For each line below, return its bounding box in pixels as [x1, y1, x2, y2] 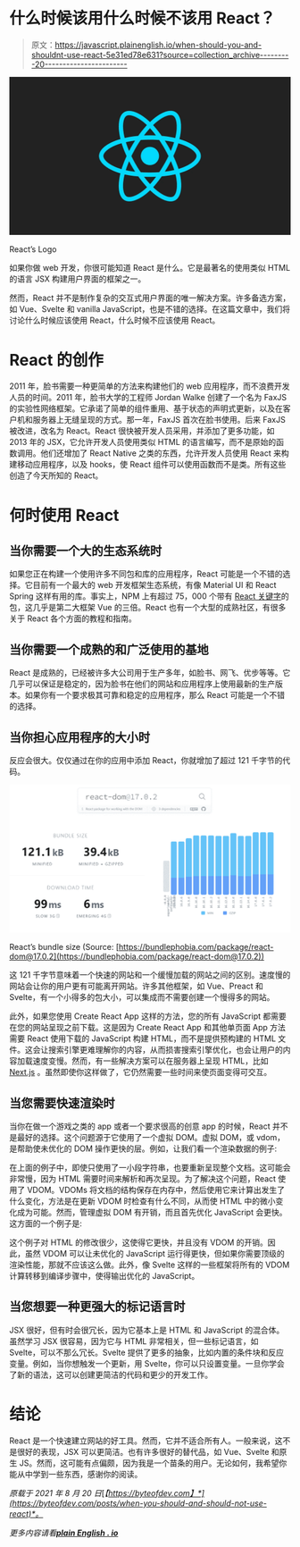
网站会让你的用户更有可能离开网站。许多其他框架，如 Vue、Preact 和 [9, 980, 263, 992]
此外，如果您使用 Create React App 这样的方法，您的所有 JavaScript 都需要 [9, 1011, 287, 1022]
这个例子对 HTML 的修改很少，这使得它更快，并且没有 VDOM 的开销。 [9, 1237, 268, 1248]
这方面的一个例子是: [9, 1218, 83, 1229]
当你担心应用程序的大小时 [9, 729, 150, 744]
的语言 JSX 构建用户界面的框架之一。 [9, 273, 146, 284]
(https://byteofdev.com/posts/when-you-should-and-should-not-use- [9, 1498, 268, 1509]
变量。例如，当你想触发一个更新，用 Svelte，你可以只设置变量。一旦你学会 [9, 1358, 285, 1368]
